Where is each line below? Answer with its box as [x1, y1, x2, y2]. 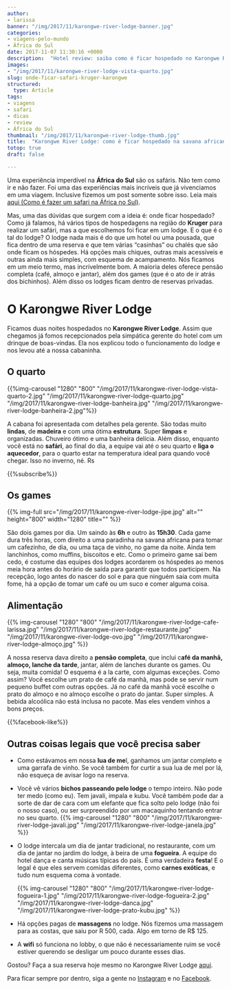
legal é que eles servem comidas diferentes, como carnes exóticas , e [16, 864, 215, 872]
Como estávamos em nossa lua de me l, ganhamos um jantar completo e [16, 756, 222, 765]
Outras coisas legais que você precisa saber [7, 738, 201, 750]
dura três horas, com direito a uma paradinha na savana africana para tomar [7, 536, 223, 544]
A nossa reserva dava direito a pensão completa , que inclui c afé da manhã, [7, 653, 223, 662]
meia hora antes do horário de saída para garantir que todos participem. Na [7, 565, 221, 573]
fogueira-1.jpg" [16, 892, 60, 900]
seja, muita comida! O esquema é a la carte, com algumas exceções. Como [7, 668, 220, 676]
